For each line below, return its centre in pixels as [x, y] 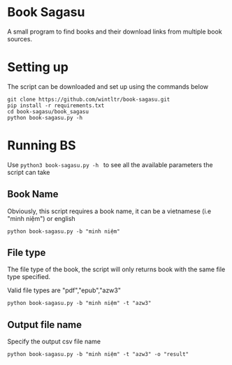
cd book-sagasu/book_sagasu [48, 112]
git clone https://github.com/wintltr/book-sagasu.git [89, 99]
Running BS [42, 146]
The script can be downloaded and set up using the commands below [108, 86]
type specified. [29, 277]
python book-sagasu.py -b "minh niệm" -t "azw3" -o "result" [98, 355]
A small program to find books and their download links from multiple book [115, 31]
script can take [29, 172]
